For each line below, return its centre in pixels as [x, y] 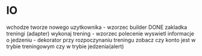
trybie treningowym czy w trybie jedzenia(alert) [65, 46]
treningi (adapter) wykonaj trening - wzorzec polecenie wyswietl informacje [100, 33]
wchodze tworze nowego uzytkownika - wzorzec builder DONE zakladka [97, 27]
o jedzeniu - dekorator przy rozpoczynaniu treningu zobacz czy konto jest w [101, 40]
